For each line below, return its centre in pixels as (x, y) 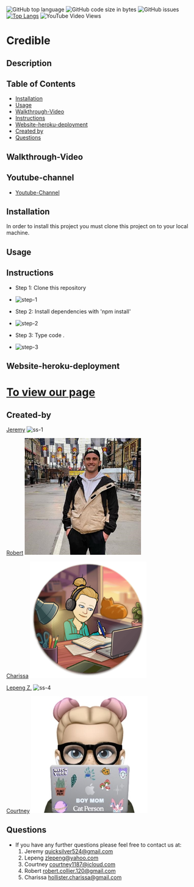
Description (29, 63)
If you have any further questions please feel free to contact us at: (98, 845)
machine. (18, 233)
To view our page (51, 392)
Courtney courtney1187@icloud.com (70, 864)
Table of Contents (41, 84)
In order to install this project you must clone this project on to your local (97, 226)
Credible (28, 41)
